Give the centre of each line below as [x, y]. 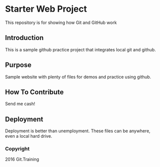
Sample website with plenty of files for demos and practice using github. [78, 77]
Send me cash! [20, 104]
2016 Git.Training [22, 159]
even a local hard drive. [29, 136]
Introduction [24, 38]
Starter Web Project [46, 9]
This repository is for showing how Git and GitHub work [61, 22]
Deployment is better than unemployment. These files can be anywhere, [78, 131]
